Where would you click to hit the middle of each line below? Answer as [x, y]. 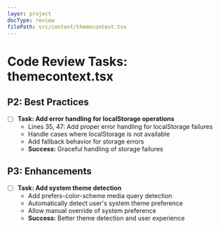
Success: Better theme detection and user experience [106, 218]
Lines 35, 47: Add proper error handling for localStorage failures [120, 127]
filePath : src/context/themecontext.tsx [67, 27]
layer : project [29, 14]
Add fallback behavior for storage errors [86, 141]
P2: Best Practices [48, 102]
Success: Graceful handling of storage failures [95, 149]
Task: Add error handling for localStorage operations [96, 119]
